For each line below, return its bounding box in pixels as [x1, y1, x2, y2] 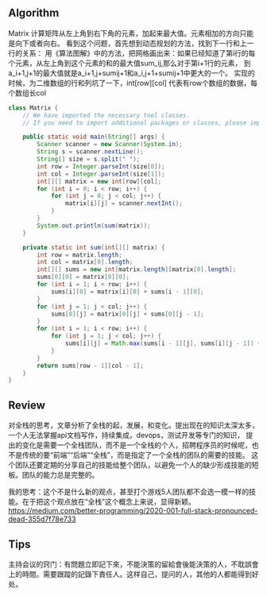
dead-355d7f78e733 [8, 514, 77, 524]
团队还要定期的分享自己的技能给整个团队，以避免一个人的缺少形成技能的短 [14, 460, 259, 470]
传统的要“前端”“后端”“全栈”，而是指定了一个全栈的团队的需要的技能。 [21, 451, 250, 460]
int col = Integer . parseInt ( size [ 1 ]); [37, 170, 165, 178]
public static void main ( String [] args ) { [22, 133, 165, 141]
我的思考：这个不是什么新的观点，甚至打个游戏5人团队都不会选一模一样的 [8, 487, 250, 497]
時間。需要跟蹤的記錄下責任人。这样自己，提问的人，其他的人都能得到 [21, 569, 252, 579]
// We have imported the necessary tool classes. [22, 111, 191, 119]
